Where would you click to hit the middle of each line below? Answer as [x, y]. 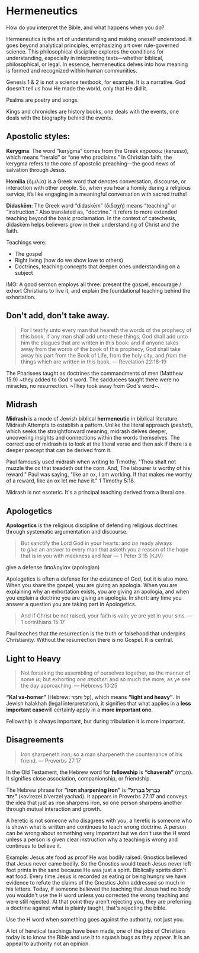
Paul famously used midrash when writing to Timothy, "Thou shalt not [91, 462]
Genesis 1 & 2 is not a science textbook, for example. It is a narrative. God [96, 82]
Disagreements [35, 740]
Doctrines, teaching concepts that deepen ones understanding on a [97, 267]
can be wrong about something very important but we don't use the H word [98, 833]
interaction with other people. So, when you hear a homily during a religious [99, 187]
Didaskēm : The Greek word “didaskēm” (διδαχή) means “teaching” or [91, 205]
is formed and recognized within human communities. [72, 70]
